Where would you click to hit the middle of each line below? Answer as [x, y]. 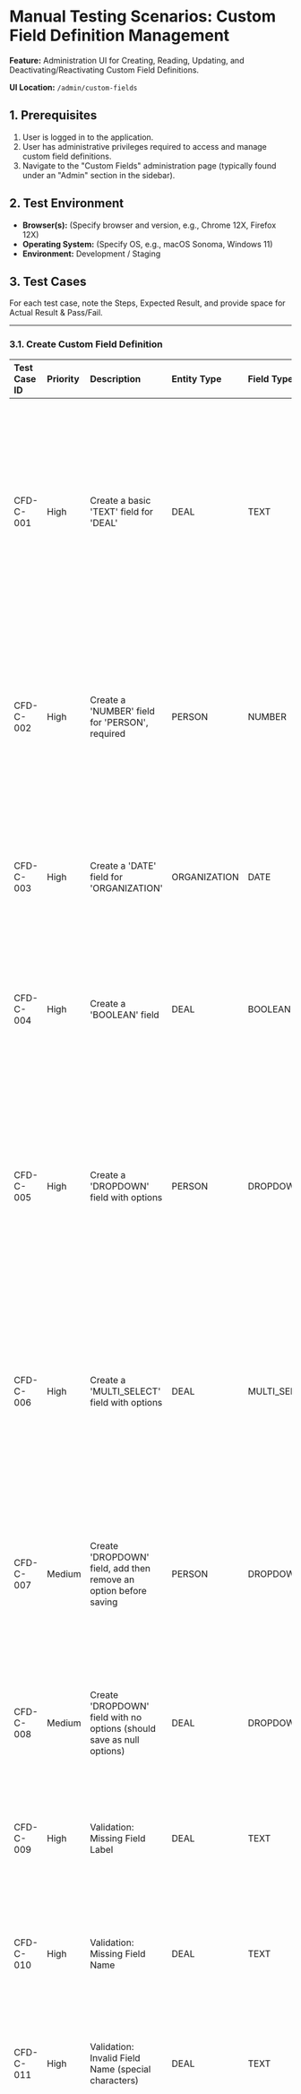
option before [119, 1590]
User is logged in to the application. [88, 137]
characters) [114, 2080]
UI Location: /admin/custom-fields [73, 87]
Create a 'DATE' [123, 865]
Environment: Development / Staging [91, 254]
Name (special [120, 2069]
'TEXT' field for [122, 511]
